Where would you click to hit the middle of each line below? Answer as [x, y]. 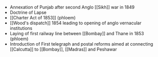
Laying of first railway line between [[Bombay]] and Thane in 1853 [77, 33]
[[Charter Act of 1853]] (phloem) [43, 18]
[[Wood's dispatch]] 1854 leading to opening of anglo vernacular [76, 23]
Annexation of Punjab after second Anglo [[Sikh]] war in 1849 [72, 7]
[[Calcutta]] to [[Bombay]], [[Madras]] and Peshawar [63, 49]
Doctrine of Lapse [28, 12]
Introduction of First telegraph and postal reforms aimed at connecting [81, 44]
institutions [21, 28]
